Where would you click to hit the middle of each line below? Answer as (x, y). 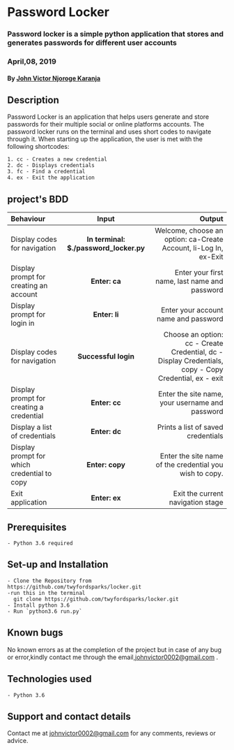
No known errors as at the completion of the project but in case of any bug (114, 649)
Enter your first (199, 273)
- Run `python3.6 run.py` (45, 611)
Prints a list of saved (190, 427)
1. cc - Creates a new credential (57, 159)
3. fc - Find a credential (46, 172)
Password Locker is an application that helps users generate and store (108, 117)
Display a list (31, 427)
